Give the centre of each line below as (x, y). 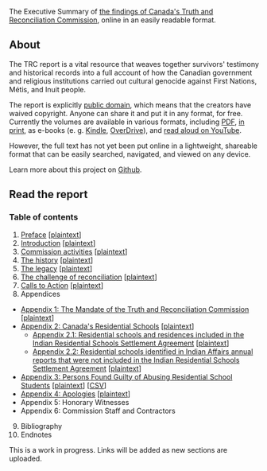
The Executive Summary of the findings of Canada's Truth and (111, 12)
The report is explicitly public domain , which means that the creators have (130, 105)
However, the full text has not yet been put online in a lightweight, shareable (133, 146)
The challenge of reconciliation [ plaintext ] (89, 277)
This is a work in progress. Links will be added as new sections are (118, 450)
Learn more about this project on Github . (75, 169)
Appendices (40, 294)
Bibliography (41, 426)
